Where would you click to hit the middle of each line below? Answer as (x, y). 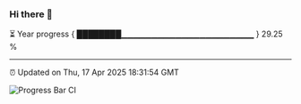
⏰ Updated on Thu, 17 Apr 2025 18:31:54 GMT (94, 72)
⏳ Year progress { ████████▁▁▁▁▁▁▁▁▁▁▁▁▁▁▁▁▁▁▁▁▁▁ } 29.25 (146, 34)
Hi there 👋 (31, 14)
